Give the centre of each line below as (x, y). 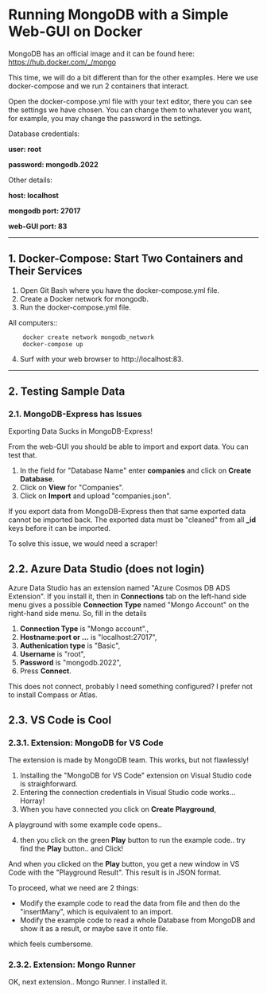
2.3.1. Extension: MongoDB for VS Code (86, 743)
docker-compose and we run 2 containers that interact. (99, 86)
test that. (23, 455)
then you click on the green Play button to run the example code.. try (133, 840)
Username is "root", (52, 654)
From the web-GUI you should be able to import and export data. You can (128, 446)
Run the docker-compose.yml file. (75, 307)
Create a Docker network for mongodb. (84, 298)
